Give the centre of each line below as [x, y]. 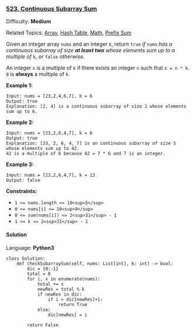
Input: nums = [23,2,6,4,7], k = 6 [49, 133]
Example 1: [20, 85]
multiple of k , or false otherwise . [46, 57]
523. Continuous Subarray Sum [52, 9]
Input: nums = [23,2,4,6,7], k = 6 [49, 96]
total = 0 [39, 274]
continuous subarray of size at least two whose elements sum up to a [90, 50]
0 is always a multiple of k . [38, 74]
